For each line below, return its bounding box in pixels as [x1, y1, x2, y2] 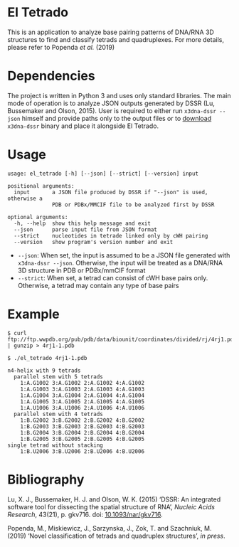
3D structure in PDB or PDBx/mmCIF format [17, 266, 146, 275]
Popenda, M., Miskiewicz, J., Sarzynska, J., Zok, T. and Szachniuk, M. [7, 524, 212, 532]
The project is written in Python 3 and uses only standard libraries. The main [7, 91, 231, 100]
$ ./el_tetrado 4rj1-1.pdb [7, 354, 87, 361]
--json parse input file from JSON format [14, 225, 158, 233]
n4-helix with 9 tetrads [7, 367, 81, 374]
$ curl [7, 329, 27, 336]
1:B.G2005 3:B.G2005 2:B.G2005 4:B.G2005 [20, 435, 144, 442]
